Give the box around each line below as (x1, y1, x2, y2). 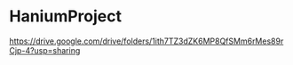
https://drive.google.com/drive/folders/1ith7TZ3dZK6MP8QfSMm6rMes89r (9, 36, 284, 46)
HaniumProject (9, 6, 123, 27)
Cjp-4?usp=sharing (9, 45, 81, 55)
